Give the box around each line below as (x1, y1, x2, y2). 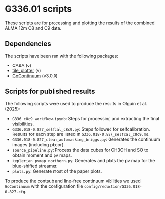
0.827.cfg (5, 189, 26, 194)
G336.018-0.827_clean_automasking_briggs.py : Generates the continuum (12, 136, 160, 142)
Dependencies (5, 40, 51, 48)
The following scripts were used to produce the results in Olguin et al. (5, 100, 147, 106)
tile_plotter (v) (12, 67, 41, 73)
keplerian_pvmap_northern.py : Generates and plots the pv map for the (12, 157, 155, 163)
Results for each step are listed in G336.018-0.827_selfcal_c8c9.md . (12, 131, 150, 137)
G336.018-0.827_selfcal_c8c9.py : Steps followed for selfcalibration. (12, 126, 150, 132)
